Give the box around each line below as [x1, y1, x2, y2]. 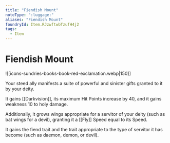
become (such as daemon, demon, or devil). [5, 132, 99, 138]
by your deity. [5, 86, 34, 92]
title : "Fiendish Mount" [5, 7, 59, 13]
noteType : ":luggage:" [5, 12, 54, 17]
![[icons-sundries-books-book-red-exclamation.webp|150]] [5, 70, 131, 76]
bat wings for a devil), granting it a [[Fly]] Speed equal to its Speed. [5, 116, 147, 122]
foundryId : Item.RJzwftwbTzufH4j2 [5, 22, 80, 27]
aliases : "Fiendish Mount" [5, 17, 63, 22]
